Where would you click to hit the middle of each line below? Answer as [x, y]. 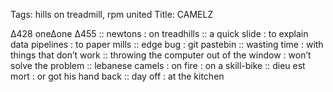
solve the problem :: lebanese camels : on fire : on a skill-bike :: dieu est [158, 65]
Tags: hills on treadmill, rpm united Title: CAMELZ [112, 14]
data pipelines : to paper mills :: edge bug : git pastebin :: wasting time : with [167, 44]
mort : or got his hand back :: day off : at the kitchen [117, 76]
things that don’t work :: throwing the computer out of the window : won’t [161, 55]
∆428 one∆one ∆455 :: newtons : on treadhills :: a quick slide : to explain [159, 33]
